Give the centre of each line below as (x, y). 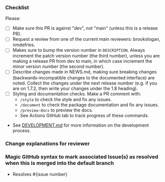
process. (22, 130)
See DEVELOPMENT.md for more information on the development (81, 125)
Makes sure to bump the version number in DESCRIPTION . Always (79, 50)
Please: (13, 19)
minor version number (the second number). (58, 66)
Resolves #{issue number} (40, 174)
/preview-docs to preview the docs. (56, 110)
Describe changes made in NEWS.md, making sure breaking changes (85, 72)
